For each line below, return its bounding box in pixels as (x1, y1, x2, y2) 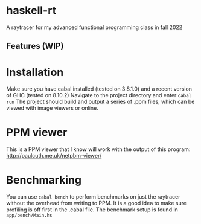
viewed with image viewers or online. (6, 104, 98, 112)
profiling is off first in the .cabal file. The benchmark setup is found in (6, 206, 178, 213)
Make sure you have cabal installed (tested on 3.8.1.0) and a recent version (6, 85, 192, 92)
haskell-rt (6, 4, 57, 18)
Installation (6, 65, 64, 79)
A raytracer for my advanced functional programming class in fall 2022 (6, 24, 183, 31)
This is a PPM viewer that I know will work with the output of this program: (6, 146, 191, 153)
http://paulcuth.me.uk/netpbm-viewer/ (6, 152, 102, 159)
